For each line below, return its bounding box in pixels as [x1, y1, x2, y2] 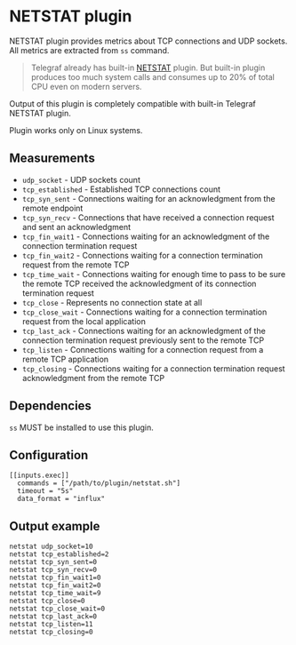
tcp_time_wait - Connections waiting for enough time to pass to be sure [21, 268, 286, 279]
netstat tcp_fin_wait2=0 [9, 581, 101, 590]
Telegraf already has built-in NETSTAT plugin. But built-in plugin [30, 62, 266, 73]
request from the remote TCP [21, 259, 130, 270]
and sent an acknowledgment [21, 221, 132, 232]
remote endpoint [21, 203, 84, 213]
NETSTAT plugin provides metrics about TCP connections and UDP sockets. [9, 36, 288, 46]
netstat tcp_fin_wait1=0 [9, 573, 101, 583]
